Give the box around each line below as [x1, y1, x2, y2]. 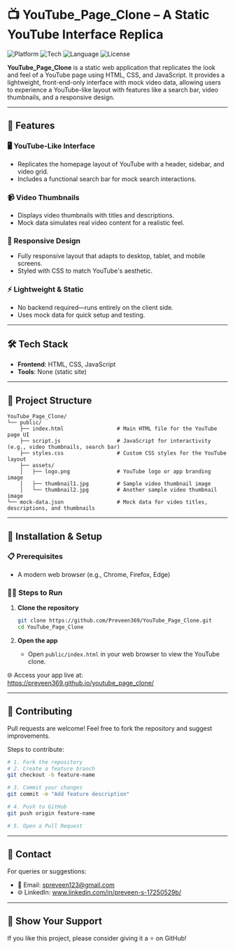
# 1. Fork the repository [7, 758, 83, 766]
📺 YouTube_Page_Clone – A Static [7, 7, 210, 23]
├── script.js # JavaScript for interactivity [20, 438, 211, 445]
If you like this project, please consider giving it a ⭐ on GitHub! [7, 934, 187, 943]
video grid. [17, 167, 49, 176]
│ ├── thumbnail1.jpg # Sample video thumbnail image [20, 480, 211, 487]
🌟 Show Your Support [7, 915, 103, 927]
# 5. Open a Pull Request [7, 822, 83, 829]
